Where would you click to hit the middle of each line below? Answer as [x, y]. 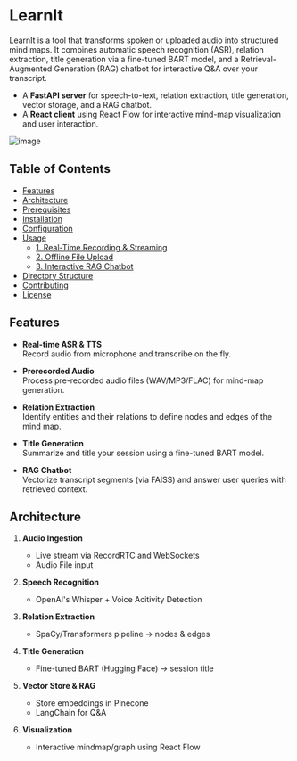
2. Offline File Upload [74, 257]
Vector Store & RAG [59, 686]
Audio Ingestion [52, 538]
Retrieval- [258, 59]
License [37, 294]
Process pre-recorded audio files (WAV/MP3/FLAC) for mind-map [143, 380]
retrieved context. [55, 489]
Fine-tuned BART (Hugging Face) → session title [124, 668]
